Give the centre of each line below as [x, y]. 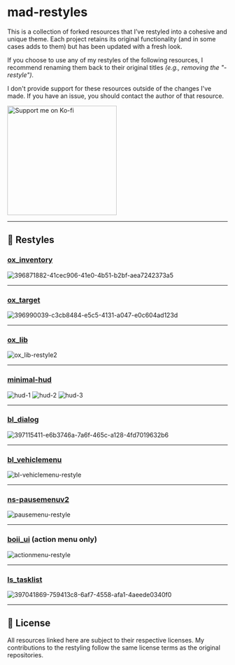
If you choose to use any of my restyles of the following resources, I [105, 59]
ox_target [24, 300]
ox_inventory [30, 260]
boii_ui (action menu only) [52, 540]
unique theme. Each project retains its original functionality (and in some [112, 38]
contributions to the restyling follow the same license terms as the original [114, 647]
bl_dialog [23, 419]
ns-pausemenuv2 [38, 500]
